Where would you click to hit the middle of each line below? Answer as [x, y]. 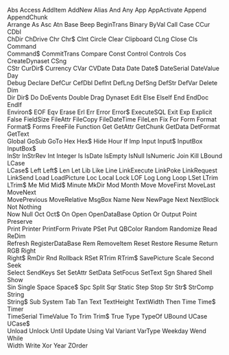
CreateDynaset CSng [37, 61]
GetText [18, 134]
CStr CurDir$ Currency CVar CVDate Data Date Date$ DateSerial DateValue [113, 68]
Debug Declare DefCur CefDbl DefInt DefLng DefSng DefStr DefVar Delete [112, 83]
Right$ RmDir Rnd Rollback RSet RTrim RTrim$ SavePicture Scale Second [111, 258]
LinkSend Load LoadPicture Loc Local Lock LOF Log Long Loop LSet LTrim [113, 177]
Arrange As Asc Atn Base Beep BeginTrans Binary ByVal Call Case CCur [109, 24]
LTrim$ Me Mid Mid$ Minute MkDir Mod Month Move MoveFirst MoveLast [111, 185]
